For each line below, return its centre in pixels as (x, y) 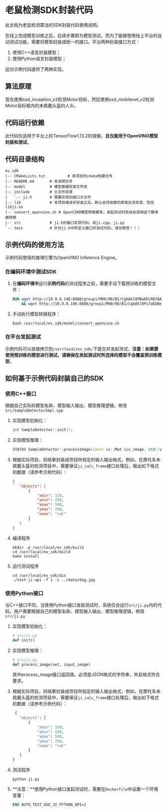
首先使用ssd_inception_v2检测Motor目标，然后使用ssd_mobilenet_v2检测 (80, 99)
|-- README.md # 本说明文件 (39, 182)
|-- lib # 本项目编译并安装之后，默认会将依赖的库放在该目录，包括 (80, 203)
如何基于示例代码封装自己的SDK (55, 378)
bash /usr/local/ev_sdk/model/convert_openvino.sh (66, 324)
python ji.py (26, 779)
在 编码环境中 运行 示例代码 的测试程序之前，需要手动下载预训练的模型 (82, 283)
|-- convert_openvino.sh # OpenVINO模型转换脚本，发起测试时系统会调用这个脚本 (82, 212)
